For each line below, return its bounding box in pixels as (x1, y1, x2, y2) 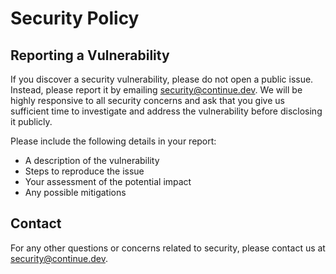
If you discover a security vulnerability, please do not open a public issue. (10, 73, 314, 85)
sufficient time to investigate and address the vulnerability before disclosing (10, 105, 323, 117)
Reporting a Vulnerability (10, 47, 170, 64)
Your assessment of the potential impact (24, 176, 192, 187)
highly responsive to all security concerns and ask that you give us (10, 95, 285, 106)
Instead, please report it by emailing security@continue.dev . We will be (10, 84, 303, 96)
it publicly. (10, 116, 53, 127)
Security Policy (10, 7, 140, 30)
